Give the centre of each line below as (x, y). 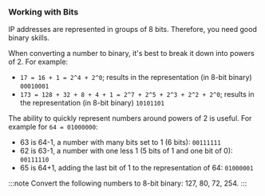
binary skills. (29, 38)
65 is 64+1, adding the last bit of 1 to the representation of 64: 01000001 (136, 168)
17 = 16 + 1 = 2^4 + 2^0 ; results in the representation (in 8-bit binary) (136, 78)
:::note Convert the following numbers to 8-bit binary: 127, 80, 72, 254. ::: (128, 183)
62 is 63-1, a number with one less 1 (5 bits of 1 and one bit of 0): (126, 151)
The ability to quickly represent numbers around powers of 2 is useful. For (130, 118)
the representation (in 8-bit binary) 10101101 (92, 103)
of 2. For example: (38, 62)
